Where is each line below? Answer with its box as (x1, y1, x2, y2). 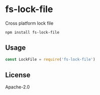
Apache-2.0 (5, 84, 30, 90)
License (5, 71, 31, 79)
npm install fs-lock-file (5, 30, 59, 35)
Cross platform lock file (5, 20, 54, 26)
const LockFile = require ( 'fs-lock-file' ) (5, 57, 95, 62)
